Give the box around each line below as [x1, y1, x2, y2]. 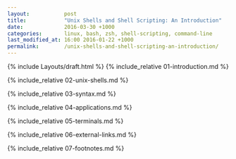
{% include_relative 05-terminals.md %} [7, 117, 124, 125]
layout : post [7, 10, 77, 18]
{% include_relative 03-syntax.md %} [7, 89, 116, 98]
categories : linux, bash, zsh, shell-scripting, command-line [7, 30, 213, 37]
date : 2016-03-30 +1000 [7, 23, 115, 30]
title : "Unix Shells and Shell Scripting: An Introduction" [7, 17, 222, 24]
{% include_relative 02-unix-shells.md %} [7, 76, 129, 84]
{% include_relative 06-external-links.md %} [7, 131, 137, 139]
